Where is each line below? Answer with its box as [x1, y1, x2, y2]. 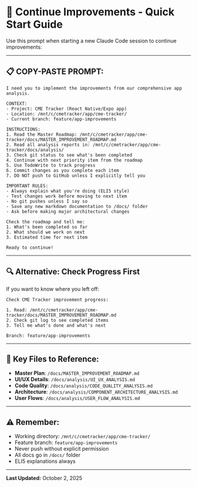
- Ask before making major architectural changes [6, 209, 130, 214]
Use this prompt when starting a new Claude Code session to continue [6, 37, 177, 44]
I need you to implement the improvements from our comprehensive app [6, 85, 182, 91]
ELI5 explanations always [14, 458, 76, 465]
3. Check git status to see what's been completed [6, 152, 133, 158]
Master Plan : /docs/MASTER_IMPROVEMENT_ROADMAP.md [14, 370, 140, 377]
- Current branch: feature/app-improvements [6, 116, 117, 122]
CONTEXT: [6, 100, 28, 106]
